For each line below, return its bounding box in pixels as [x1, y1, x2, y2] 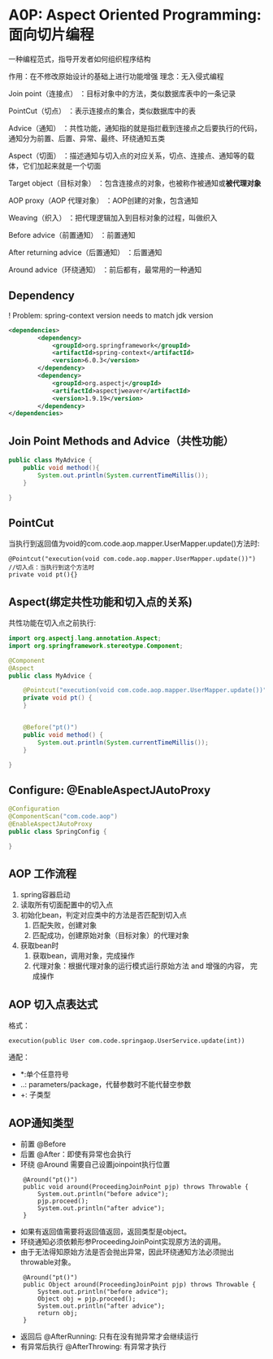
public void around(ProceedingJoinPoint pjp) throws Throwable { [23, 1183, 249, 1191]
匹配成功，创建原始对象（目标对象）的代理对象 [32, 931, 189, 940]
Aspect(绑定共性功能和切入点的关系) [8, 594, 193, 608]
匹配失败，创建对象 [32, 920, 97, 930]
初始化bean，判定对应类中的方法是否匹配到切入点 [19, 910, 187, 920]
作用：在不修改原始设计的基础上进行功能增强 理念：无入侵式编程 [8, 71, 224, 81]
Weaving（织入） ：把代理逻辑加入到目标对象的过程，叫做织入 [8, 213, 218, 222]
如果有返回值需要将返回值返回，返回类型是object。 [19, 1227, 191, 1237]
